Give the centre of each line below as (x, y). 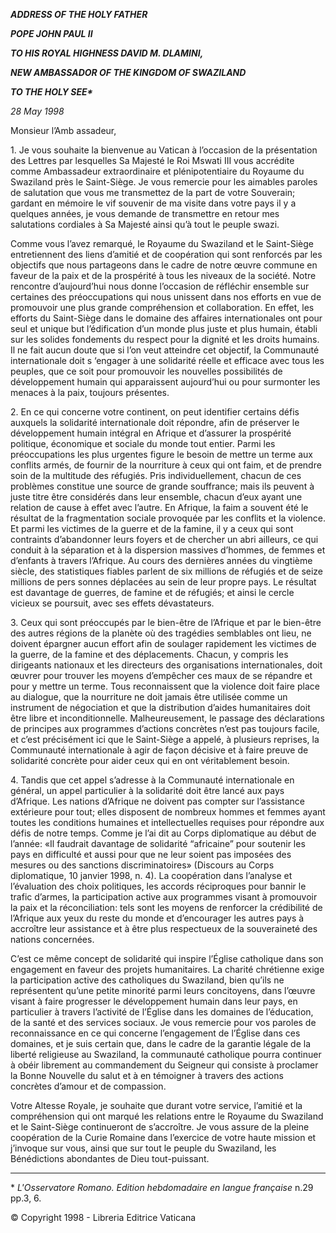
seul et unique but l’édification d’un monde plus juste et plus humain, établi (164, 328)
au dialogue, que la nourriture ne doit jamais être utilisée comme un (149, 697)
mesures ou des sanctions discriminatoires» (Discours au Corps (142, 865)
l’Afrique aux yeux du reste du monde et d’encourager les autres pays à (157, 918)
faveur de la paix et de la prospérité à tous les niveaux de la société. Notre (163, 275)
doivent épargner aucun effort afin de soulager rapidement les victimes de (163, 643)
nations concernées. (52, 939)
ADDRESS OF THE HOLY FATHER (79, 14)
